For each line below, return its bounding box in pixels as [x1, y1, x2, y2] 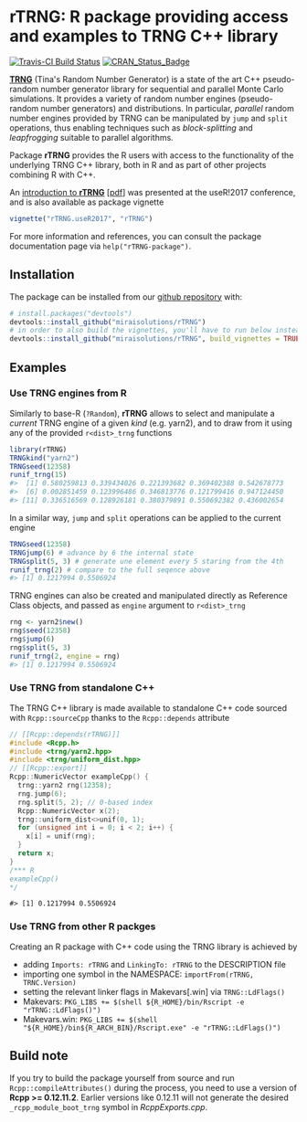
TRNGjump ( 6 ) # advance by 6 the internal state [9, 548, 195, 557]
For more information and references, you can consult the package [9, 230, 262, 241]
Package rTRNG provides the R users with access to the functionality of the [9, 149, 294, 161]
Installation [9, 267, 75, 282]
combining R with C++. [9, 169, 96, 180]
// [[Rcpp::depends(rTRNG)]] [9, 729, 121, 739]
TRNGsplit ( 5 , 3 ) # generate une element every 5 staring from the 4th [9, 556, 284, 566]
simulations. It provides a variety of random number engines [9, 93, 237, 104]
